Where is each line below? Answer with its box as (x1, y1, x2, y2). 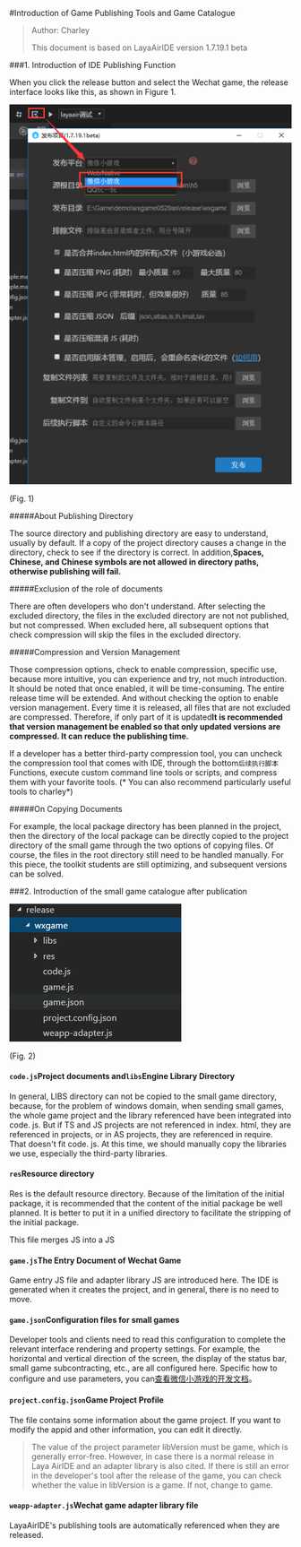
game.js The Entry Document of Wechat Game (9, 1255, 182, 1266)
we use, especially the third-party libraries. (9, 1147, 168, 1159)
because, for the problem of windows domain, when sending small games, (9, 1100, 285, 1111)
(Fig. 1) (9, 493, 35, 504)
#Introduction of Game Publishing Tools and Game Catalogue (9, 8, 236, 18)
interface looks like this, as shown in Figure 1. (9, 87, 176, 97)
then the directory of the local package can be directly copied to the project (9, 830, 289, 841)
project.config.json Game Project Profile (9, 1394, 164, 1405)
